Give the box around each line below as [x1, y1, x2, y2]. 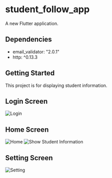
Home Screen [5, 125, 49, 134]
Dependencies [5, 35, 52, 44]
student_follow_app [5, 4, 90, 15]
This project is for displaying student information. [5, 82, 107, 88]
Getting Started [5, 69, 55, 77]
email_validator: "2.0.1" [12, 48, 60, 54]
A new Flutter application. [5, 20, 59, 26]
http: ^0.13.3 [12, 54, 38, 60]
